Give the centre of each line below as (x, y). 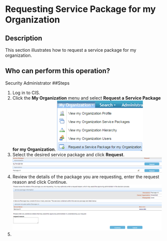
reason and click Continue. (40, 182)
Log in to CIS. (26, 93)
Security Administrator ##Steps (37, 83)
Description (24, 38)
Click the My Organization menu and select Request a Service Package (86, 98)
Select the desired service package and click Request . (68, 154)
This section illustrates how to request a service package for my (71, 50)
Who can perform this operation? (58, 71)
